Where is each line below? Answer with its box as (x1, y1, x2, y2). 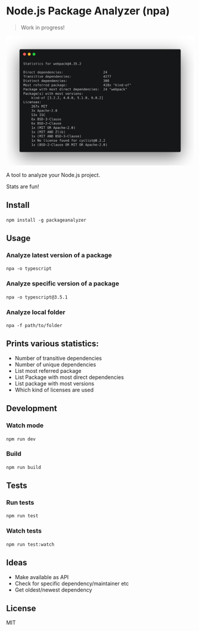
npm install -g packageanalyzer (6, 217, 86, 223)
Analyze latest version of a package (6, 251, 112, 260)
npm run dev (6, 436, 36, 442)
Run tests (6, 499, 35, 507)
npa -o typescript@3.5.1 (6, 294, 68, 300)
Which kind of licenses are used (14, 386, 94, 393)
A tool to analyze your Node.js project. (6, 171, 100, 178)
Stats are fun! (6, 183, 40, 190)
